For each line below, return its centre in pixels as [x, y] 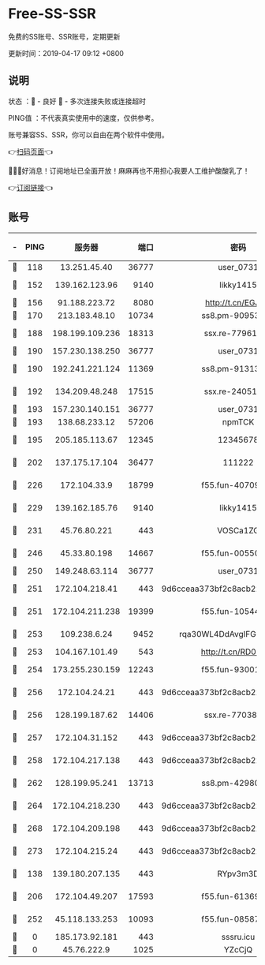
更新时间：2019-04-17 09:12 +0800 [66, 53]
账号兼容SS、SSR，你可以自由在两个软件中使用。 [88, 134]
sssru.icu [238, 937]
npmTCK [238, 421]
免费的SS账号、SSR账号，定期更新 [64, 36]
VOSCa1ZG [238, 530]
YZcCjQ [238, 949]
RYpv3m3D [238, 873]
